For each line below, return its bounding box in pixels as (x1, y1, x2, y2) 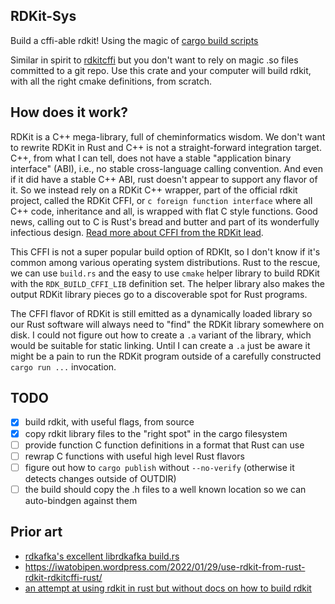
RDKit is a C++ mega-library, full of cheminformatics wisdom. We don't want (10, 130, 326, 143)
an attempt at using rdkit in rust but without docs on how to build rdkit (24, 582, 312, 594)
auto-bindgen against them (24, 494, 138, 506)
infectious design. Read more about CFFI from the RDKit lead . (10, 226, 264, 238)
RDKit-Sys (10, 8, 77, 25)
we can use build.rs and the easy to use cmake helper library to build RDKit (10, 267, 320, 279)
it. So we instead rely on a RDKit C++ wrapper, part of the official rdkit (10, 184, 298, 196)
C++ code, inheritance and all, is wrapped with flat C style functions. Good (10, 205, 318, 217)
